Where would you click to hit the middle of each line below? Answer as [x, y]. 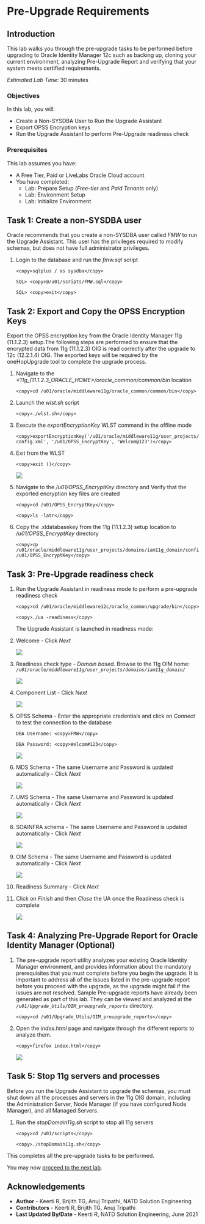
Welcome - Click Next [43, 640]
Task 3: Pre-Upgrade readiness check [81, 574]
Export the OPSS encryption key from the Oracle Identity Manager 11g [95, 336]
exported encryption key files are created [68, 494]
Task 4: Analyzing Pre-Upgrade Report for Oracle [103, 936]
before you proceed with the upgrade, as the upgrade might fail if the [103, 986]
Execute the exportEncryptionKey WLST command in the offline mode [104, 425]
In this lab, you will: [31, 109]
